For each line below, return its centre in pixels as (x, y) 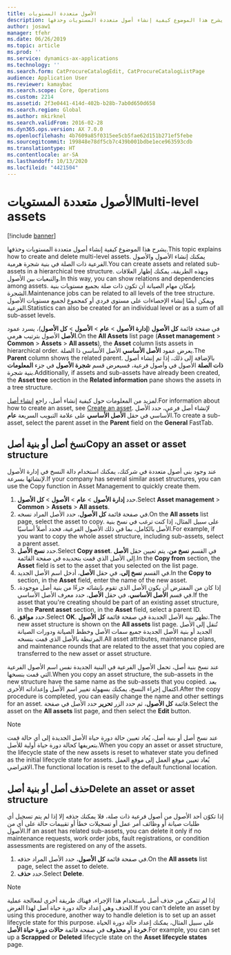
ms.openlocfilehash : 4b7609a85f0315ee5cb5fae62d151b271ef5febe (100, 135)
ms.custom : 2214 (30, 97)
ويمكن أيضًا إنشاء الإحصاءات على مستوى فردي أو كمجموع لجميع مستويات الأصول (111, 300)
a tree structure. (30, 387)
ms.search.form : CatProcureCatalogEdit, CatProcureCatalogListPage (106, 71)
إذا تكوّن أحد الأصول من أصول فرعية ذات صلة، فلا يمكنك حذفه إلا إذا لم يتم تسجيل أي (115, 816)
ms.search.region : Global (44, 110)
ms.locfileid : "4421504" (43, 167)
